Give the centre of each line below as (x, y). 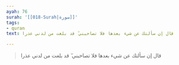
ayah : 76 (17, 12)
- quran (16, 28)
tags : (13, 22)
